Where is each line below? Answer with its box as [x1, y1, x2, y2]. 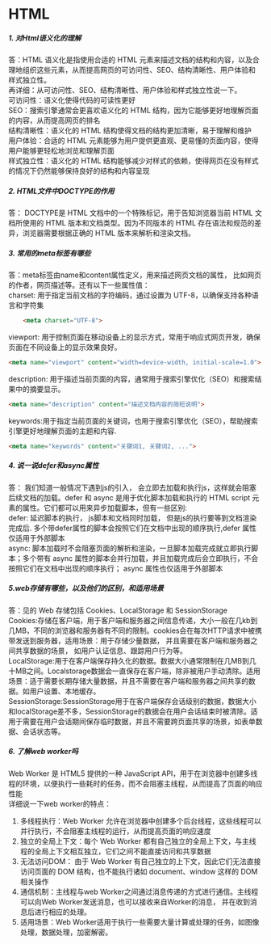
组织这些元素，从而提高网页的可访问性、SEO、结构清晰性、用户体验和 [22, 65, 256, 75]
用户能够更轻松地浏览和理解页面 [8, 146, 115, 156]
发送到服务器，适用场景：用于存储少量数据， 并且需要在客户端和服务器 [15, 635, 251, 645]
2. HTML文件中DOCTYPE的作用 [8, 186, 115, 196]
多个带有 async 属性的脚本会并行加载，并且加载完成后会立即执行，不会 [22, 553, 259, 563]
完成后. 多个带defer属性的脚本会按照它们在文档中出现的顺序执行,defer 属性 [8, 523, 256, 533]
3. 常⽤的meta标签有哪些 [8, 248, 91, 258]
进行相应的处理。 [34, 907, 91, 917]
